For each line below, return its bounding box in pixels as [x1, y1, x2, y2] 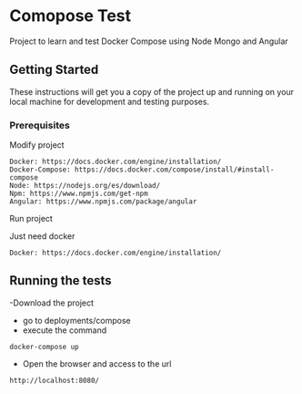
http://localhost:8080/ [9, 376, 100, 385]
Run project [9, 213, 53, 224]
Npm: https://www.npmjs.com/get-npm [9, 189, 148, 199]
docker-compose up [9, 342, 79, 351]
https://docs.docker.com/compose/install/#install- [74, 165, 275, 174]
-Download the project [9, 297, 94, 308]
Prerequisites [9, 119, 70, 131]
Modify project [9, 140, 65, 150]
